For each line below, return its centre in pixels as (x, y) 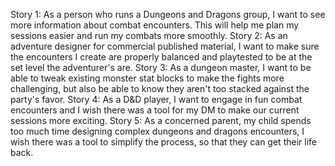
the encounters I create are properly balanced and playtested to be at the (161, 57)
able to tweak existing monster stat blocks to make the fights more (147, 78)
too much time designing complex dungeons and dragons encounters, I (157, 131)
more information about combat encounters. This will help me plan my (155, 25)
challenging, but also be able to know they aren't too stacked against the (160, 88)
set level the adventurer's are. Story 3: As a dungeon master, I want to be (161, 67)
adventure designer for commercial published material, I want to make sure (165, 46)
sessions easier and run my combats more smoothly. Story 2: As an (149, 35)
